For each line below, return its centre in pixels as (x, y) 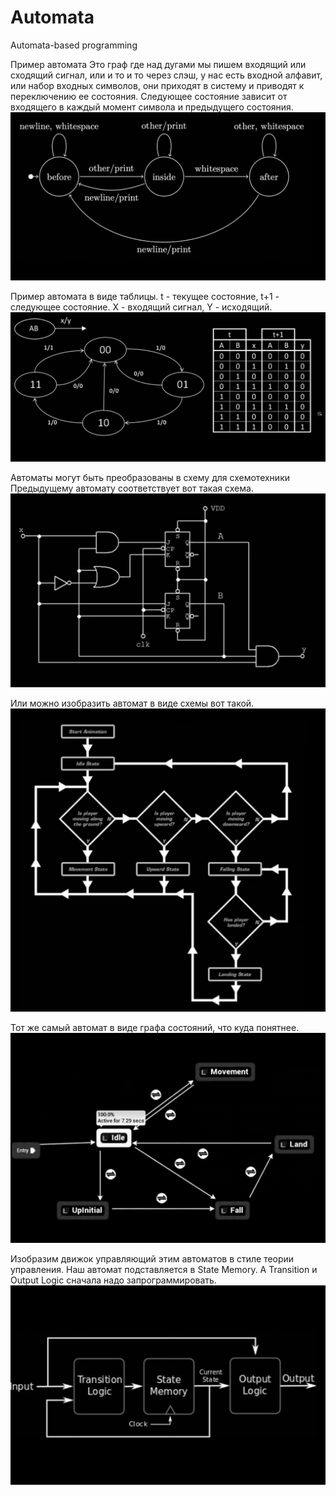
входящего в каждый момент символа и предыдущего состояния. (152, 107)
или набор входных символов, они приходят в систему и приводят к (157, 85)
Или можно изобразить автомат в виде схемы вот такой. (132, 703)
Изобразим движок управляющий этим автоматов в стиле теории (152, 1258)
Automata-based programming (74, 45)
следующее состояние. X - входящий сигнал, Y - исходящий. (141, 307)
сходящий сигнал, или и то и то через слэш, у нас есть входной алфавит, (166, 75)
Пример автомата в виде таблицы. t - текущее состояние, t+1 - (145, 296)
